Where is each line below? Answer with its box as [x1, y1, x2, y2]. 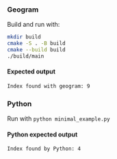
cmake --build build [7, 47, 66, 53]
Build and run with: [7, 21, 60, 29]
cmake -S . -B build [7, 40, 66, 47]
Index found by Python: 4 [7, 145, 81, 152]
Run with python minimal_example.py [7, 114, 111, 123]
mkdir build [7, 34, 41, 40]
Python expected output [7, 130, 78, 138]
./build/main [7, 53, 44, 60]
